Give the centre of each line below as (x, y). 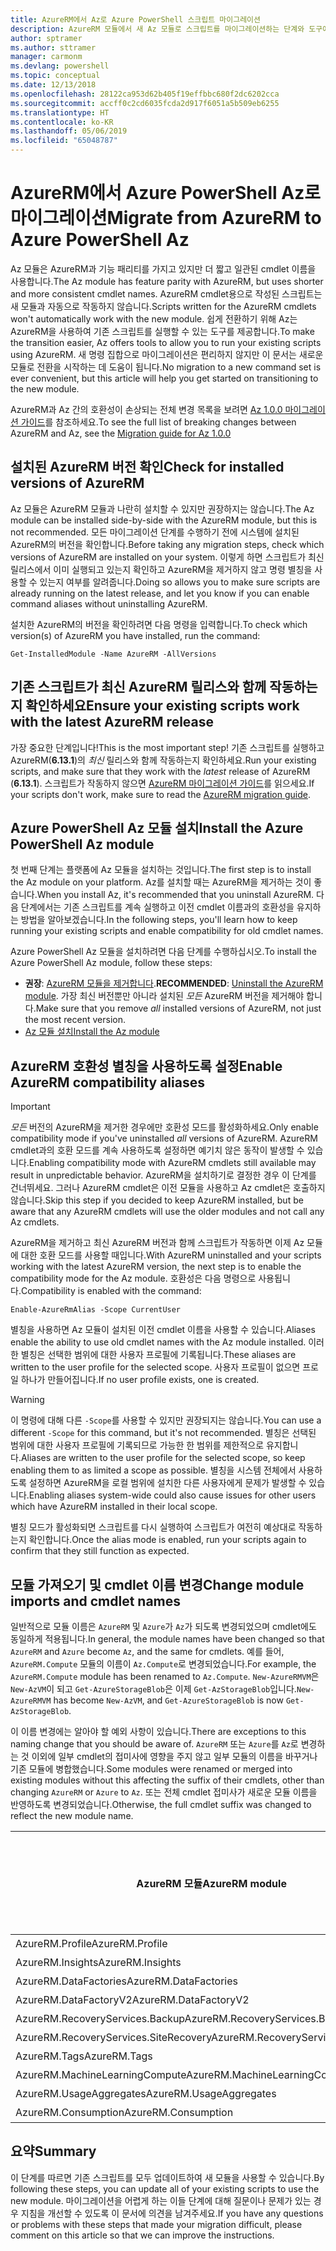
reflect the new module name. (72, 1815)
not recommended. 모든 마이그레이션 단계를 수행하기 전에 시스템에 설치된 (155, 532)
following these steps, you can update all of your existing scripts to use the (165, 2188)
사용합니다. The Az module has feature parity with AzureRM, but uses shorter (167, 281)
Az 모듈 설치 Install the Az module (92, 1032)
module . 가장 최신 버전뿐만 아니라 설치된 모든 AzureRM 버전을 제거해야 (164, 996)
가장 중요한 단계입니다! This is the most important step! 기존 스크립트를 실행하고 (167, 747)
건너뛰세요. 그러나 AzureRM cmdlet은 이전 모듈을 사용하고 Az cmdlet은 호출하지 (168, 1188)
